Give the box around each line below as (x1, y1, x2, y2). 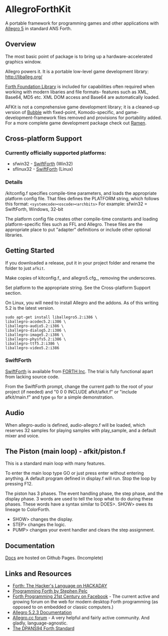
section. (5, 290, 22, 296)
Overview (5, 40, 37, 49)
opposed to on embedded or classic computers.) (12, 604, 114, 610)
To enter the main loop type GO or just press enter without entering (5, 470, 144, 476)
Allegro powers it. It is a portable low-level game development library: (5, 68, 149, 74)
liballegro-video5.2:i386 (5, 345, 59, 350)
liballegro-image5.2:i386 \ (5, 332, 64, 337)
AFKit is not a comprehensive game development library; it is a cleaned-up (5, 104, 159, 110)
